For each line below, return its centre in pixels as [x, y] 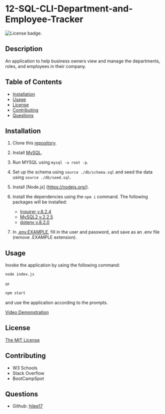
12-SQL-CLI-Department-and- [69, 9]
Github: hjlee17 [27, 406]
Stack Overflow [28, 373]
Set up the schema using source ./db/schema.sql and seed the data [82, 172]
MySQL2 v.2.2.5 [36, 217]
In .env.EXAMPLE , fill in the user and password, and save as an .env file [86, 232]
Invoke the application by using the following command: [62, 265]
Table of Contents [34, 82]
